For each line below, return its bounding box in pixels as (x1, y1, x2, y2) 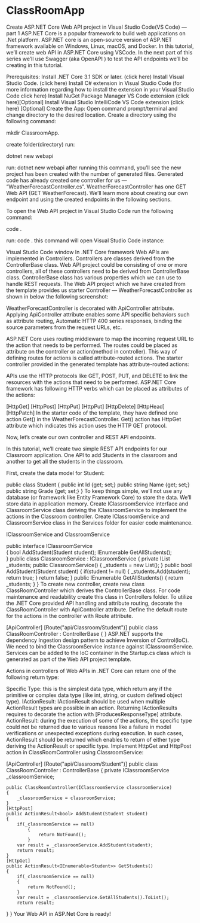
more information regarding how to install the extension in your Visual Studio (6, 86, 195, 93)
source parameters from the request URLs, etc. (6, 324, 122, 331)
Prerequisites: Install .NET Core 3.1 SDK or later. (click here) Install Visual (6, 73, 184, 80)
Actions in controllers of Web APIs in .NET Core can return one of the (6, 667, 176, 674)
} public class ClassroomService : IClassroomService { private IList (6, 555, 170, 562)
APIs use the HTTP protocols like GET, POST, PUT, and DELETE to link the (6, 372, 188, 379)
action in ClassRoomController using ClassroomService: (6, 748, 144, 756)
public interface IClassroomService (6, 542, 93, 549)
